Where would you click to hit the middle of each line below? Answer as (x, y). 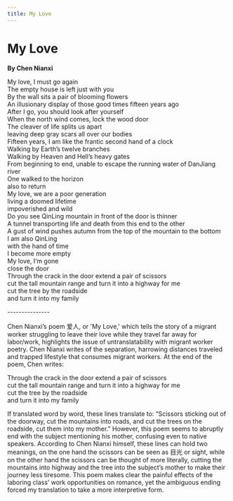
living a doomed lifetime (42, 201)
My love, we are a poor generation (57, 193)
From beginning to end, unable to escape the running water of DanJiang (112, 164)
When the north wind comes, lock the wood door (78, 119)
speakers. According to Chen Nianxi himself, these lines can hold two (108, 443)
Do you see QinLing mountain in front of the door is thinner (92, 216)
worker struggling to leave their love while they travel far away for (102, 334)
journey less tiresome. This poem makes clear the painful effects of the (110, 474)
